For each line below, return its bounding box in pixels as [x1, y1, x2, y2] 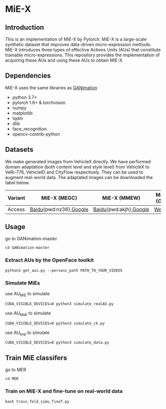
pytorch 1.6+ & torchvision [12, 99, 66, 105]
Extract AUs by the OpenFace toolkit [5, 257, 94, 264]
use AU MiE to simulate [5, 291, 50, 298]
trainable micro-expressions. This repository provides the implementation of [5, 52, 160, 58]
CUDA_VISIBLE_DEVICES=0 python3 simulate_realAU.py [5, 301, 114, 306]
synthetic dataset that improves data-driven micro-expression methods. [5, 42, 152, 47]
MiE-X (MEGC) [41, 194, 78, 201]
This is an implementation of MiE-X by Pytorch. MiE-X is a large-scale [5, 36, 147, 42]
